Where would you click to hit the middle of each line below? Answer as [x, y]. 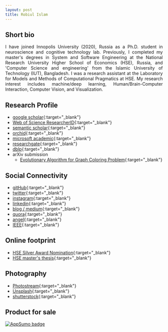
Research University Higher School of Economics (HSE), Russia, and [84, 63]
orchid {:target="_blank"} [38, 133]
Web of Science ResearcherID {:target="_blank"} [62, 123]
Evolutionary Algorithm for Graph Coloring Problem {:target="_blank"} [91, 160]
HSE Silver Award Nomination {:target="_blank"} [61, 252]
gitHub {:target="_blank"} [38, 187]
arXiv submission [30, 154]
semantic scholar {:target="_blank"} [49, 128]
